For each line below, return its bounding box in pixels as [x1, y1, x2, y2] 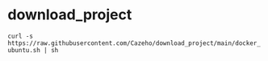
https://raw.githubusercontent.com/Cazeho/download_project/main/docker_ [7, 39, 262, 47]
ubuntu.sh [7, 46, 41, 54]
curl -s [7, 32, 34, 40]
